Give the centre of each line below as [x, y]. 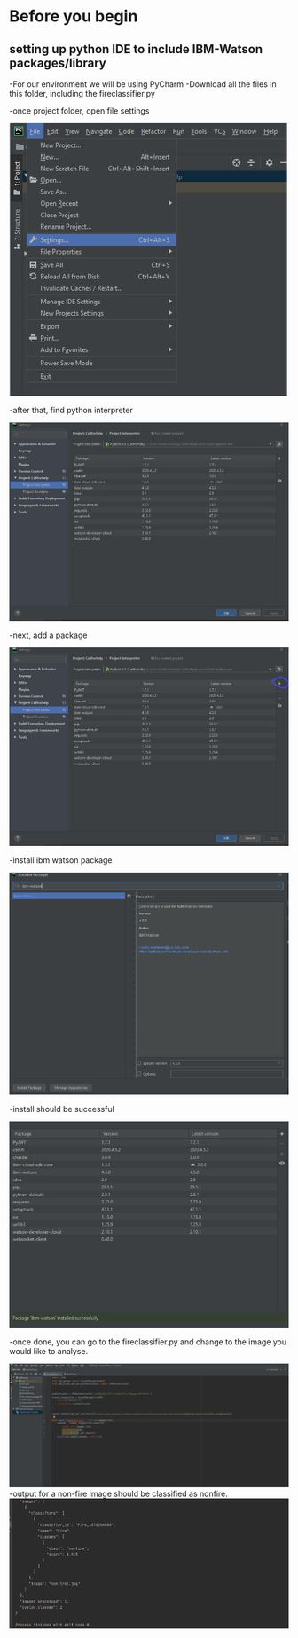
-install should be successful [62, 1109]
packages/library [58, 63]
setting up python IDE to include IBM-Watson [136, 49]
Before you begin [74, 16]
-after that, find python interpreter [71, 410]
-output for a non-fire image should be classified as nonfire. [119, 1494]
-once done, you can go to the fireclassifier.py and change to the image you [148, 1342]
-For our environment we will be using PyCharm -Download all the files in [143, 84]
